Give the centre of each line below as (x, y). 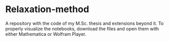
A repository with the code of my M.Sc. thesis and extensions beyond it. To (84, 23)
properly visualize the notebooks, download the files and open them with (82, 28)
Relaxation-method (47, 9)
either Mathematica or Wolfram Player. (46, 34)
